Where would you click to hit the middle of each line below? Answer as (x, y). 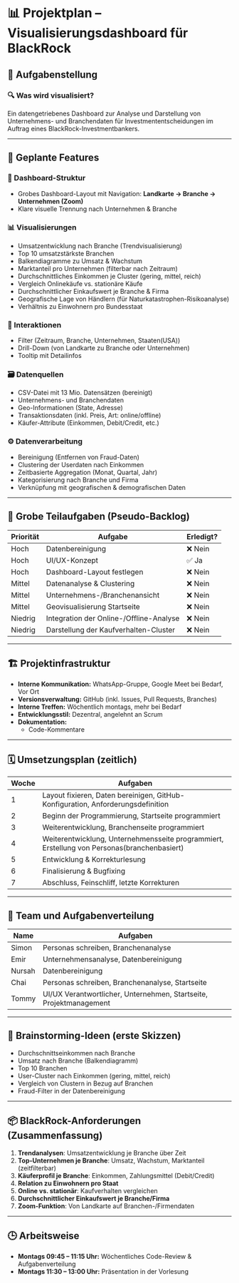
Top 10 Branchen (42, 1068)
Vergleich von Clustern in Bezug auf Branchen (85, 1083)
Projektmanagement (76, 1003)
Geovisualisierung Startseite (93, 606)
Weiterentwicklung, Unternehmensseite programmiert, (133, 839)
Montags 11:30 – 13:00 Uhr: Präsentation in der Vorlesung (103, 1272)
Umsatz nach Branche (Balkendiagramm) (78, 1060)
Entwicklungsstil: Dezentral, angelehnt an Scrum (90, 715)
